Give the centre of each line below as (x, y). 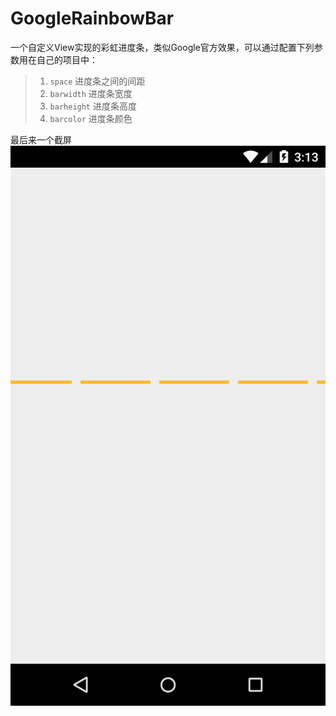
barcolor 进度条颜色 (91, 118)
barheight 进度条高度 (93, 106)
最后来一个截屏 (41, 139)
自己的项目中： (67, 59)
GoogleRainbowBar (92, 18)
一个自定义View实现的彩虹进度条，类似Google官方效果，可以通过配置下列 (162, 47)
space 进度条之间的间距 (97, 81)
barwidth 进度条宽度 (91, 93)
